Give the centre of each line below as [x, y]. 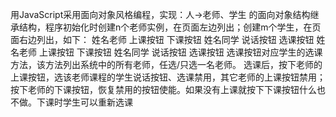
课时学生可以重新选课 [88, 102]
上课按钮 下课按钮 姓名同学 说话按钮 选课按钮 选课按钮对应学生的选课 [180, 52]
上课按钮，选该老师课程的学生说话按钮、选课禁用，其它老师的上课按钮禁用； [168, 77]
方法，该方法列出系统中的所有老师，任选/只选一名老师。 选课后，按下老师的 [166, 64]
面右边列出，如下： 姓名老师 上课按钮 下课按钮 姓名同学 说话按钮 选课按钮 [162, 39]
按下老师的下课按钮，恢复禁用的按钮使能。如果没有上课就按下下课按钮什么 [163, 89]
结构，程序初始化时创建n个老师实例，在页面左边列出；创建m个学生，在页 [170, 27]
